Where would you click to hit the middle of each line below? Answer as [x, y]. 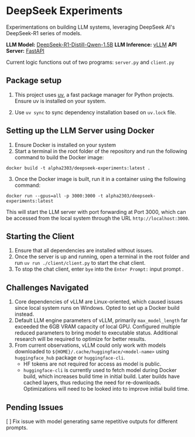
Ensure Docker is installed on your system [65, 145]
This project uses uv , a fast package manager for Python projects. [94, 94]
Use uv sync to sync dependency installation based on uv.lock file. [95, 112]
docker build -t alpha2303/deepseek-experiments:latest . [78, 168]
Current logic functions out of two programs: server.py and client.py [90, 62]
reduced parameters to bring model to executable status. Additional [96, 333]
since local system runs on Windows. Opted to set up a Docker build [97, 308]
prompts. [17, 428]
